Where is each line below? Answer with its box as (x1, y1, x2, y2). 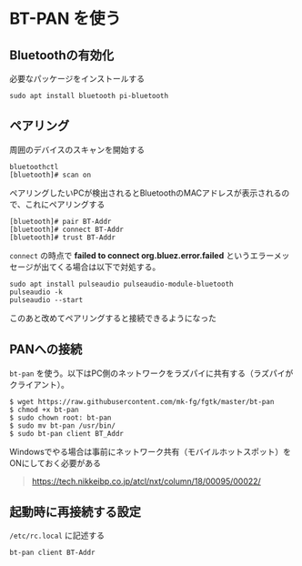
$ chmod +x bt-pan (9, 405, 79, 414)
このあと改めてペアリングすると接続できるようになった (9, 312, 216, 323)
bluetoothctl (9, 162, 59, 171)
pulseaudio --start (9, 295, 84, 305)
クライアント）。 (9, 379, 70, 389)
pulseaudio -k (9, 288, 64, 297)
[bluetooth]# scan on (9, 170, 92, 179)
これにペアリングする (25, 198, 106, 209)
